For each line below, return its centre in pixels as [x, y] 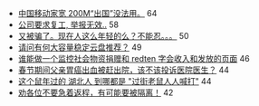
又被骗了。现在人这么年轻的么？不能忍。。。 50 [103, 36]
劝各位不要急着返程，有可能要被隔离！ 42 [96, 92]
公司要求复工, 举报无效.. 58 [68, 24]
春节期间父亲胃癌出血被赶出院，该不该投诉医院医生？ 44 [123, 70]
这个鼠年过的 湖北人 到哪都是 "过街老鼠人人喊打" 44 [115, 81]
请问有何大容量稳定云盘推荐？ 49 [80, 47]
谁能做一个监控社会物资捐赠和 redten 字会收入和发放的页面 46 [134, 58]
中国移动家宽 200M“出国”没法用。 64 [87, 13]
